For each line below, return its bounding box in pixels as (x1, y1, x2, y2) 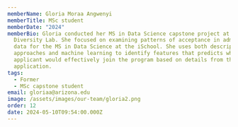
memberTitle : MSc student (7, 17, 84, 24)
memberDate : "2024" (7, 23, 65, 30)
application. (13, 63, 52, 70)
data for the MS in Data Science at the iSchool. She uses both (13, 43, 208, 50)
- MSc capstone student (13, 83, 84, 90)
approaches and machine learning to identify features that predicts (13, 50, 223, 57)
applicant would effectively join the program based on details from (13, 56, 223, 64)
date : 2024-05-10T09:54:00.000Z (7, 109, 103, 116)
